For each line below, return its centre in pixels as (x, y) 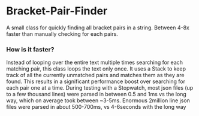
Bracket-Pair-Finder (57, 11)
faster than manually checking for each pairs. (62, 33)
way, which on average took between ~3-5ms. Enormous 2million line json (98, 100)
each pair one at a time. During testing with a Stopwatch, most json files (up (100, 88)
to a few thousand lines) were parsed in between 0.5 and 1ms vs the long (97, 94)
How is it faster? (30, 49)
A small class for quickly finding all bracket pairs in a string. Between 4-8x (98, 28)
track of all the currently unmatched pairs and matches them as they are (95, 75)
